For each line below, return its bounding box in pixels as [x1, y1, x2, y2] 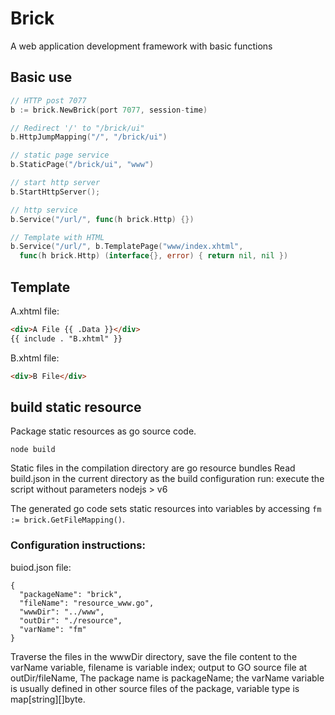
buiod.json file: [10, 561, 72, 573]
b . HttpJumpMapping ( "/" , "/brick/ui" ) [10, 132, 168, 142]
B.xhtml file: [10, 352, 60, 364]
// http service [10, 205, 78, 215]
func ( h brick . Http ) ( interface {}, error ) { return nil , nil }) [19, 251, 289, 261]
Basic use [10, 69, 73, 86]
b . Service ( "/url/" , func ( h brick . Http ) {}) [10, 214, 195, 224]
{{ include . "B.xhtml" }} [10, 333, 123, 344]
